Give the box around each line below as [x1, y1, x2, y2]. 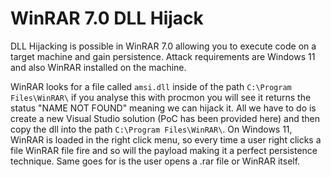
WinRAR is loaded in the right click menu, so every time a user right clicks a [10, 133, 322, 146]
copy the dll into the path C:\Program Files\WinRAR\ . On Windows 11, [10, 123, 293, 135]
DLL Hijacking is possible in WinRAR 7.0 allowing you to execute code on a [10, 40, 317, 52]
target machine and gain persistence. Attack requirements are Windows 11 [10, 50, 316, 62]
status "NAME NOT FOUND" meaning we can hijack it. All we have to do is [10, 102, 317, 114]
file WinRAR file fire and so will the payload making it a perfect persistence [10, 144, 318, 156]
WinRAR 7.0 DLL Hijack [10, 7, 204, 30]
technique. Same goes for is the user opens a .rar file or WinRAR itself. [10, 155, 301, 167]
